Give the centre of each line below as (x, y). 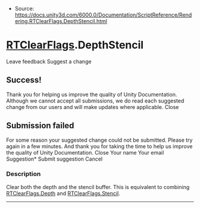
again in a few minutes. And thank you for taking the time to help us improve (99, 146)
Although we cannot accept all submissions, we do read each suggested (95, 101)
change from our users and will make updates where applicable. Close (93, 107)
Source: (24, 9)
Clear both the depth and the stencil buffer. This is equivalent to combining (98, 187)
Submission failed (40, 126)
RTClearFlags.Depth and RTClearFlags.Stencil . (63, 193)
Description (24, 174)
